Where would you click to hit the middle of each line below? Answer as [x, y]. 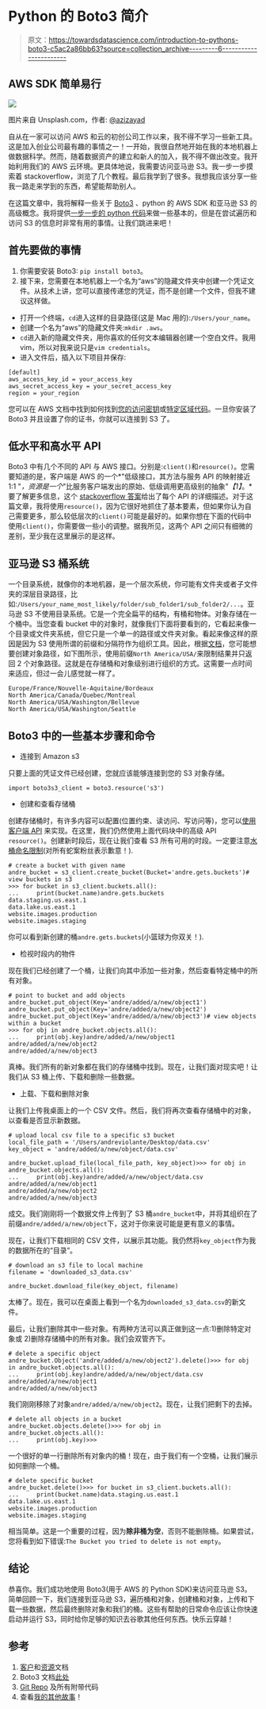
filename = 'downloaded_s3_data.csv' [70, 1272]
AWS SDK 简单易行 [55, 84]
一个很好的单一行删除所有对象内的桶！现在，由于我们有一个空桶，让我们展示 [133, 1456]
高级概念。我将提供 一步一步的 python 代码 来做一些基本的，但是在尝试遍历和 [133, 213]
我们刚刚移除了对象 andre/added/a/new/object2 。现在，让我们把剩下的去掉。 [132, 1404]
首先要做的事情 [45, 250]
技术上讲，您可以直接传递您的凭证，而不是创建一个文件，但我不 [145, 291]
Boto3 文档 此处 [44, 1676]
